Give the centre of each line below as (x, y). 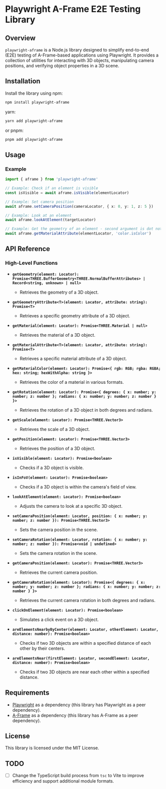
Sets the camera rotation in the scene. (59, 553)
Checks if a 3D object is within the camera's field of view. (78, 486)
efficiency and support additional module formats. (63, 781)
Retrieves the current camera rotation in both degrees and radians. (87, 600)
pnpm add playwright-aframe (34, 139)
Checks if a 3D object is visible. (52, 468)
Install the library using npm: (34, 93)
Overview (21, 38)
